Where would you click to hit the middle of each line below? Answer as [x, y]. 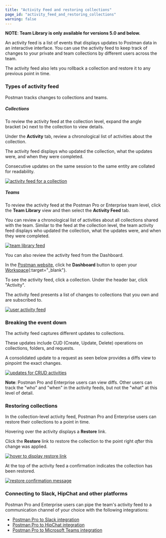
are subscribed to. [24, 300]
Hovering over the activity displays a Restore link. [56, 431]
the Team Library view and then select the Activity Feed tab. [68, 210]
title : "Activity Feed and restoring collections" [58, 10]
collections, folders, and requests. [40, 348]
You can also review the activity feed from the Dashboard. [64, 255]
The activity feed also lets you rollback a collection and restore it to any [78, 68]
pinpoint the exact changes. [33, 363]
